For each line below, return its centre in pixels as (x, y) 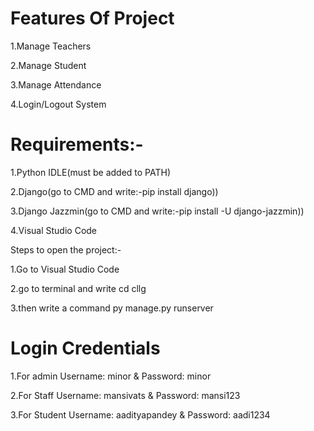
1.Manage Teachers (51, 46)
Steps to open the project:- (66, 249)
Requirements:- (77, 144)
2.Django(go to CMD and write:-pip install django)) (114, 191)
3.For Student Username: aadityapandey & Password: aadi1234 (140, 414)
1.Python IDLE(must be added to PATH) (91, 172)
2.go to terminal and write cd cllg (78, 288)
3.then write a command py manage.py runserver (112, 308)
